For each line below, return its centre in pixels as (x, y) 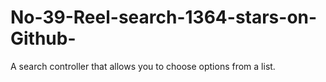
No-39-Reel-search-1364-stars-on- (164, 17)
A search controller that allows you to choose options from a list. (143, 66)
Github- (43, 38)
